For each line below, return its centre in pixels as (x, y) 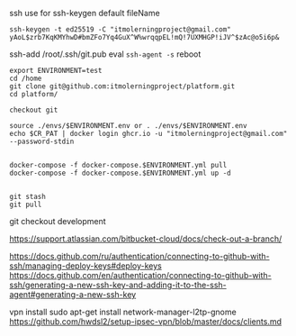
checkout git (34, 110)
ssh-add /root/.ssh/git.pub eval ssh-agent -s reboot (105, 54)
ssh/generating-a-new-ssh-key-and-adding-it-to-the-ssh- (118, 285)
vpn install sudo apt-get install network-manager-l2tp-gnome (123, 312)
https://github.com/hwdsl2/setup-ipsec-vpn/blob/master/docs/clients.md (145, 322)
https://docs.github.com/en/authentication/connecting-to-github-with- (140, 275)
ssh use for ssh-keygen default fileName (85, 13)
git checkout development (58, 221)
